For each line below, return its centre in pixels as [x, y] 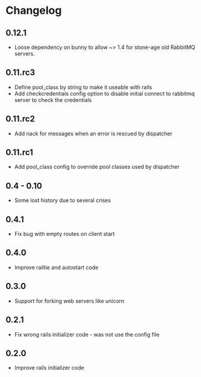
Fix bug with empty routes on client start [64, 234]
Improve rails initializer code [49, 368]
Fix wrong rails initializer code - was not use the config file [87, 334]
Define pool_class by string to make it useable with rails [83, 87]
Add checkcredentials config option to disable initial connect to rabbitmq [104, 93]
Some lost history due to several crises [63, 200]
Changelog [34, 11]
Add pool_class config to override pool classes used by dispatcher [97, 167]
